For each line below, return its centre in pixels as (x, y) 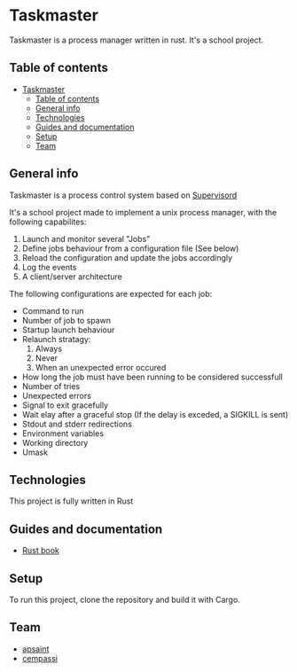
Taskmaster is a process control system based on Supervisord (123, 195)
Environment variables (63, 433)
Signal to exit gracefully (65, 405)
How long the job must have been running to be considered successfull (152, 377)
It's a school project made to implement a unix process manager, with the (143, 212)
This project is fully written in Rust (71, 501)
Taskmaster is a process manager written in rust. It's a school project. (137, 40)
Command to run (53, 310)
